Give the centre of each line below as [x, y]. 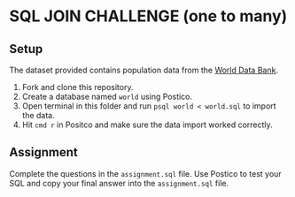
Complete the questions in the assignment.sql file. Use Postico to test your [145, 173]
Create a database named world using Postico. [107, 96]
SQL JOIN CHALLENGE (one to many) [148, 16]
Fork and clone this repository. [78, 87]
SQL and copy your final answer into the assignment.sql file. [119, 183]
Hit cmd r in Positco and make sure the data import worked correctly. [147, 125]
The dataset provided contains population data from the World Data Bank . [144, 70]
